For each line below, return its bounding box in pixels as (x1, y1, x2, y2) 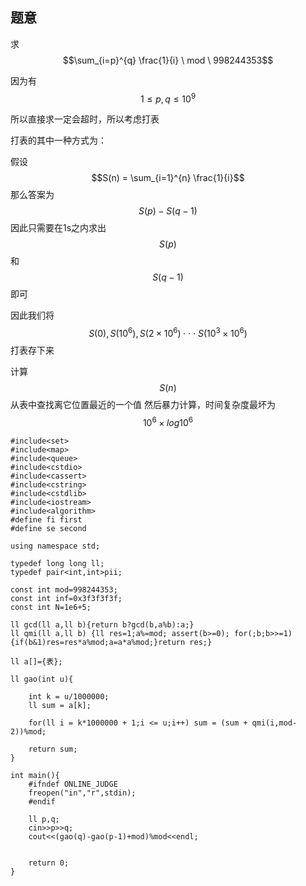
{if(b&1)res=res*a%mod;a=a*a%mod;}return (10, 637, 186, 647)
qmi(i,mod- (251, 718, 298, 728)
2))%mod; (10, 726, 47, 737)
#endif (28, 796, 56, 807)
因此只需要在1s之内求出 (10, 222, 107, 234)
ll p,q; (28, 814, 60, 824)
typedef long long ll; (10, 558, 105, 568)
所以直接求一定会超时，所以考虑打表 (10, 113, 160, 125)
